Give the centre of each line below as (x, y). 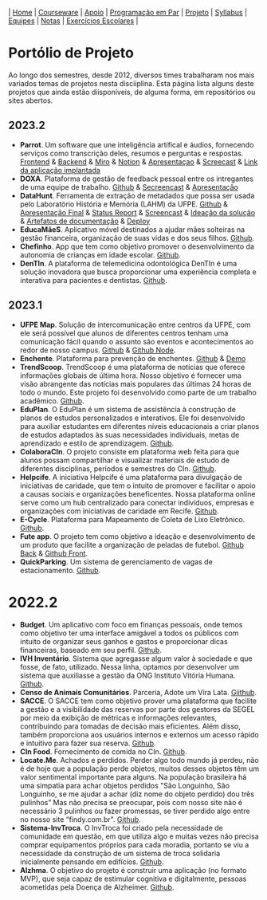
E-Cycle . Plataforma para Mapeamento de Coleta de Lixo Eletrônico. (132, 519)
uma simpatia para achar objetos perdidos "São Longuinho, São (124, 785)
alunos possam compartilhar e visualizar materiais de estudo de (124, 460)
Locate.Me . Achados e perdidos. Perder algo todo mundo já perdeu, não (139, 760)
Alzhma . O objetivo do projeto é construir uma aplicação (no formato (133, 870)
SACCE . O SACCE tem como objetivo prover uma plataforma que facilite (138, 701)
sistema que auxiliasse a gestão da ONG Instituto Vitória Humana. (128, 675)
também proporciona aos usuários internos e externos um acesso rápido (139, 734)
